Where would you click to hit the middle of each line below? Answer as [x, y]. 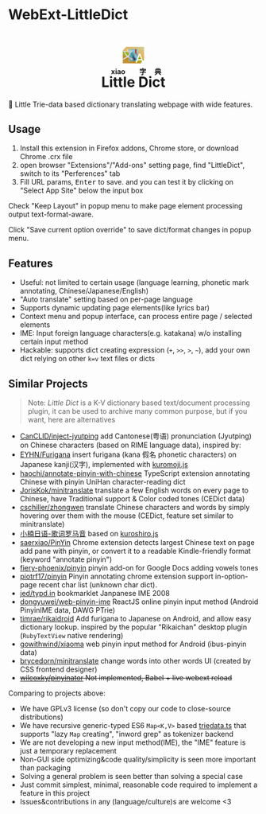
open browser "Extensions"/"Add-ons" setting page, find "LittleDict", [132, 166]
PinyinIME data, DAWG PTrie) [67, 610]
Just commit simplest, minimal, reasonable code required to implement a [139, 785]
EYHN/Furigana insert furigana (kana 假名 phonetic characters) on [128, 454]
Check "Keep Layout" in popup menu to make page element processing [125, 206]
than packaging [45, 767]
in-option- [231, 576]
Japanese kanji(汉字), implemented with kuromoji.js [104, 464]
